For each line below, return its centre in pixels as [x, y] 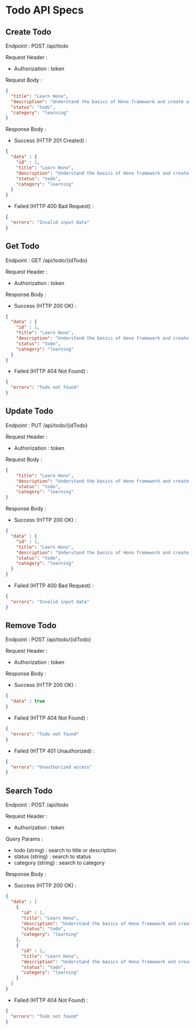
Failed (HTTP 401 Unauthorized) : [54, 751]
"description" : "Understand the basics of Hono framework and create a [100, 101]
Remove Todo [31, 626]
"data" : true [28, 702]
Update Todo [30, 411]
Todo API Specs [45, 10]
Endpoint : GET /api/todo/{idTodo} [47, 260]
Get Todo [23, 246]
